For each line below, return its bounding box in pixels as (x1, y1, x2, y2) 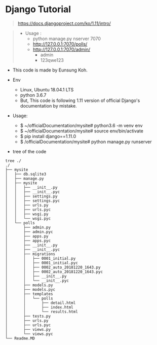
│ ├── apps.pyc (5, 238, 51, 243)
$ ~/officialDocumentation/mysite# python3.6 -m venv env (20, 122, 143, 128)
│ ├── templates (5, 291, 53, 296)
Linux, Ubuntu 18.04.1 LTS (20, 86, 74, 92)
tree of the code (12, 148, 47, 154)
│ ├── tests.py (5, 314, 51, 319)
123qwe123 (40, 57, 64, 63)
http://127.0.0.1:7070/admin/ (32, 46, 91, 52)
